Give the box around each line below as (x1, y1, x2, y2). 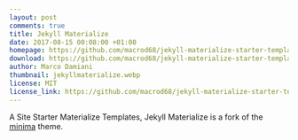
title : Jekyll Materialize (9, 29, 109, 38)
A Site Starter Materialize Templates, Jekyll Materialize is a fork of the (9, 112, 263, 122)
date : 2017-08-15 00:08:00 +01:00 (9, 37, 137, 47)
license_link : (9, 87, 62, 96)
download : (9, 54, 46, 63)
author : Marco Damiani (9, 63, 93, 72)
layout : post (9, 12, 58, 22)
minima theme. (9, 121, 64, 131)
